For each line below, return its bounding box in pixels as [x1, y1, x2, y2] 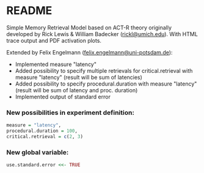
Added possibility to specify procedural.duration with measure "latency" [15, 80, 197, 87]
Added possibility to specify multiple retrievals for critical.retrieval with [15, 67, 193, 74]
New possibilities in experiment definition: [6, 108, 134, 117]
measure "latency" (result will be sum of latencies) [15, 73, 142, 81]
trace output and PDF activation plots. [6, 37, 102, 44]
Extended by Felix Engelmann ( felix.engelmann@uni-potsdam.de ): [6, 48, 173, 56]
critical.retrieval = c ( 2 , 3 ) [6, 133, 84, 139]
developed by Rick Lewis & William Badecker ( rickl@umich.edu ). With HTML [6, 30, 199, 37]
